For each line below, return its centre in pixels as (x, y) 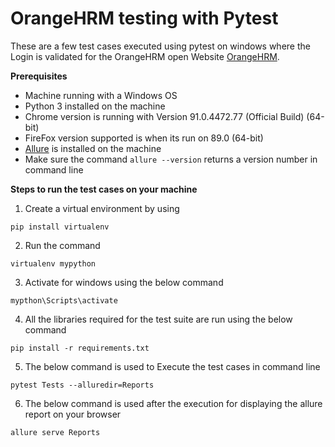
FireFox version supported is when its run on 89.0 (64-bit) (144, 138)
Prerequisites (39, 76)
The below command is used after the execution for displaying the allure (173, 403)
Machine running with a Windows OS (101, 95)
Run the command (62, 245)
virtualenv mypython (53, 263)
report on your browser (73, 414)
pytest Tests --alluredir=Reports (82, 385)
